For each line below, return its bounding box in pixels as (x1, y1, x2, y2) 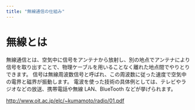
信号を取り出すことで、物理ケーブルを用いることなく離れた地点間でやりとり (6, 63, 190, 70)
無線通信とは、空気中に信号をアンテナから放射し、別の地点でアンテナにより (6, 56, 190, 63)
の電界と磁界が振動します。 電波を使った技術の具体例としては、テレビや (6, 78, 182, 85)
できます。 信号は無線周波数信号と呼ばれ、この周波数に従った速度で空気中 (6, 71, 187, 78)
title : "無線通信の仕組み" (6, 8, 65, 15)
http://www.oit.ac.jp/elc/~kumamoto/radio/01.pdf (6, 97, 125, 104)
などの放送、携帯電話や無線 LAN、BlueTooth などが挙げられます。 (16, 85, 177, 92)
